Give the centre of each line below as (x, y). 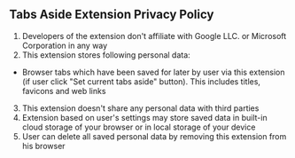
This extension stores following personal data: (106, 55)
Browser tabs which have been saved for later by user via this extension (153, 72)
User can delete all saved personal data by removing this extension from (154, 136)
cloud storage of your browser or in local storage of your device (139, 127)
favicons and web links (64, 91)
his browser (43, 146)
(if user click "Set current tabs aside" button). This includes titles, (141, 81)
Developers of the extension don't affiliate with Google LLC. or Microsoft (154, 36)
